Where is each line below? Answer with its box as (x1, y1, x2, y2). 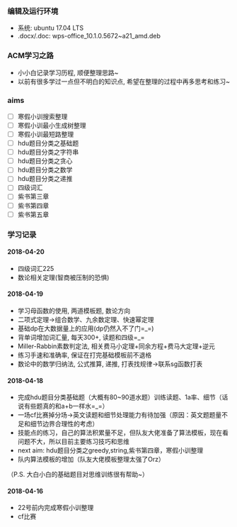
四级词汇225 (17, 264, 54, 272)
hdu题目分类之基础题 (17, 139, 79, 148)
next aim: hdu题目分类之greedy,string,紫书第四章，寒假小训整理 (17, 446, 204, 455)
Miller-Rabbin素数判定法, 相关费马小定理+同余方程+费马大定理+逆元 (17, 342, 216, 350)
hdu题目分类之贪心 (17, 157, 73, 165)
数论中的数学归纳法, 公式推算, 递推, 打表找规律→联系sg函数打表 (17, 360, 203, 368)
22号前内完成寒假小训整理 (17, 504, 94, 512)
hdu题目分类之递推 (17, 174, 73, 183)
